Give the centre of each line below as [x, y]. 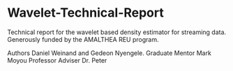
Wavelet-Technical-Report [85, 13]
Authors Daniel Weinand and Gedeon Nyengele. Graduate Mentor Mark [109, 53]
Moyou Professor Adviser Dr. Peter [57, 60]
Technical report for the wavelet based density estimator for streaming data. [117, 32]
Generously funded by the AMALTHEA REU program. [83, 39]
